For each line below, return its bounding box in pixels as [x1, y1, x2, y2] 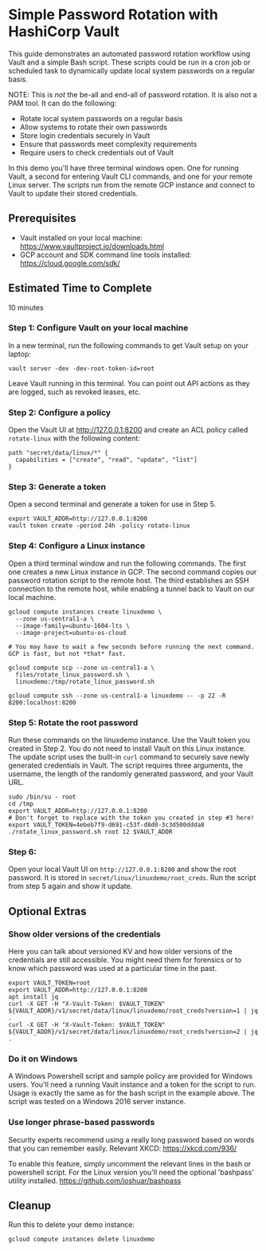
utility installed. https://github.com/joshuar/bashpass [8, 1175, 182, 1186]
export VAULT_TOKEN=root [8, 979, 91, 987]
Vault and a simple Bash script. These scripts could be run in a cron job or [8, 57, 251, 67]
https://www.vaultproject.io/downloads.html [19, 241, 165, 251]
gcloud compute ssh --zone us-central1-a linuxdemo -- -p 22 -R [8, 692, 226, 700]
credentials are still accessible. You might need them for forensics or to [8, 955, 242, 965]
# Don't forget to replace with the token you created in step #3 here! [8, 814, 255, 823]
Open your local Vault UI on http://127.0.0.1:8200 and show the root [8, 864, 237, 874]
